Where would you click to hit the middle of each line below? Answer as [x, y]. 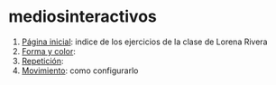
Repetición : [42, 61]
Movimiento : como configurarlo [80, 71]
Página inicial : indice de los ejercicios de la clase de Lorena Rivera [144, 42]
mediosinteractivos [83, 17]
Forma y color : [48, 51]
